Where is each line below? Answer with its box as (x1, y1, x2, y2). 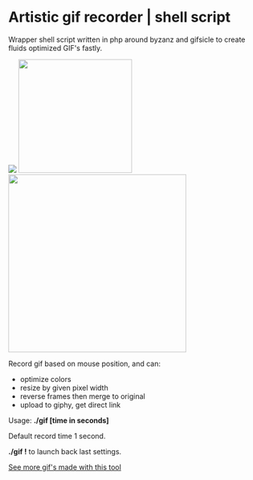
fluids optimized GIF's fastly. (8, 43, 103, 52)
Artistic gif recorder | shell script (8, 8, 231, 27)
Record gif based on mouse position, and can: (8, 359, 161, 368)
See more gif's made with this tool (8, 462, 122, 472)
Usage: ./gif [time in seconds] (8, 415, 110, 425)
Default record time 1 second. (8, 431, 106, 441)
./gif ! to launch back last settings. (8, 446, 122, 456)
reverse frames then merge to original (19, 391, 146, 401)
